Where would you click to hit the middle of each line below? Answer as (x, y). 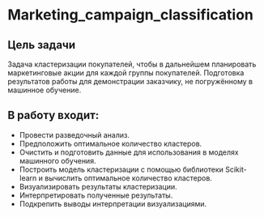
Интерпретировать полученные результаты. (96, 195)
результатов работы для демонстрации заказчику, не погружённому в (130, 81)
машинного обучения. (57, 160)
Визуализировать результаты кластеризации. (98, 186)
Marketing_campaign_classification (131, 15)
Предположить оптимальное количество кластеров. (111, 143)
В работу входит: (53, 115)
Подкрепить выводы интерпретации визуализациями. (113, 203)
